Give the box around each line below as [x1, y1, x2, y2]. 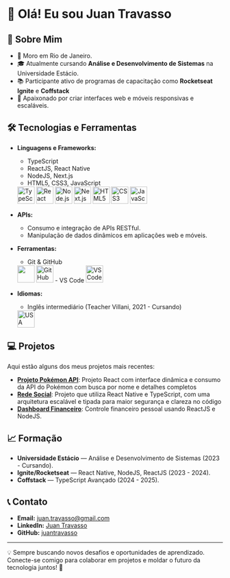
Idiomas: [16, 289, 43, 298]
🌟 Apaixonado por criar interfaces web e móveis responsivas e [16, 94, 194, 102]
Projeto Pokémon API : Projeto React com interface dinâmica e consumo [16, 375, 221, 383]
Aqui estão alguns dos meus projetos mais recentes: [7, 362, 155, 370]
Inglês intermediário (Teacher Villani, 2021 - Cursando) [27, 302, 182, 311]
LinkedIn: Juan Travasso [16, 521, 88, 530]
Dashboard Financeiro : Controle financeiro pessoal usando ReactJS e [16, 405, 216, 413]
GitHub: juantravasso [16, 529, 78, 537]
